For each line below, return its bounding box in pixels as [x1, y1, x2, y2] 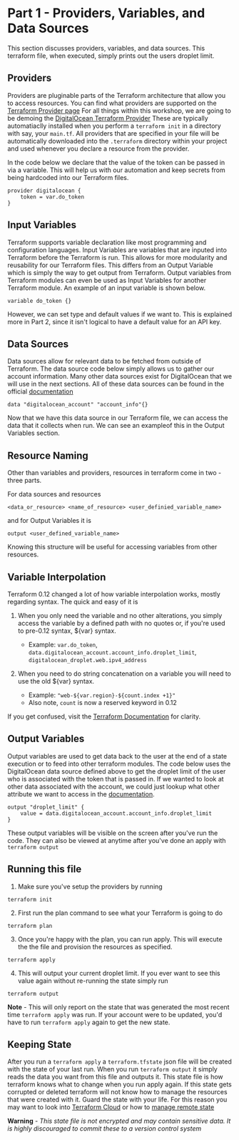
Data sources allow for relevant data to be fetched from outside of [7, 357, 202, 366]
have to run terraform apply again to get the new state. [7, 1018, 171, 1026]
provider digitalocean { [7, 187, 81, 194]
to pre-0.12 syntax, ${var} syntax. [17, 626, 116, 635]
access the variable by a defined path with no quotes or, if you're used [17, 619, 226, 627]
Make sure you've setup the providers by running [17, 882, 163, 891]
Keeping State [7, 1039, 72, 1051]
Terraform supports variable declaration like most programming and [7, 238, 207, 246]
